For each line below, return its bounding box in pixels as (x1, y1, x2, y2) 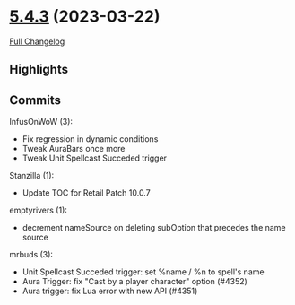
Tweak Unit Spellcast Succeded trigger (22, 152, 168, 163)
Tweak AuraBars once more (22, 144, 126, 154)
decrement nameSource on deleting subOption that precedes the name (22, 222, 286, 233)
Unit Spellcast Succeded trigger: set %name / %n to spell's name (22, 266, 265, 277)
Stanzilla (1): (9, 170, 55, 181)
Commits (9, 92, 61, 108)
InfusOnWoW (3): (9, 117, 74, 127)
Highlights (9, 62, 69, 77)
